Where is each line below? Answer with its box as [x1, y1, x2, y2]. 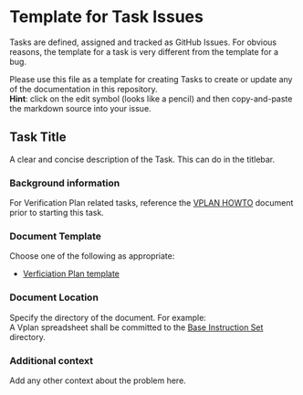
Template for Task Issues [9, 6, 204, 27]
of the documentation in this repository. [9, 83, 158, 94]
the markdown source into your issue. [9, 102, 152, 113]
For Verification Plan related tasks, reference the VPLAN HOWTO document [9, 197, 294, 208]
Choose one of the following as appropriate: [9, 251, 175, 262]
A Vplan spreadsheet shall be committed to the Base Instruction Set [9, 322, 264, 333]
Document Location [9, 291, 99, 304]
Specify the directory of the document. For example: [9, 312, 207, 323]
